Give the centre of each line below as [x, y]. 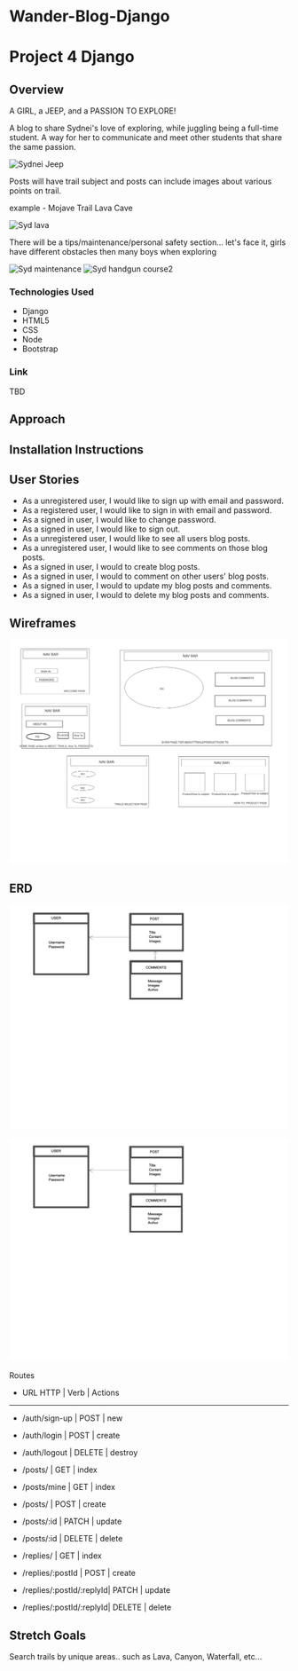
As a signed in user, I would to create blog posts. [111, 567]
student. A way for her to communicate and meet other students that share [145, 138]
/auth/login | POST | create [71, 1436]
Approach [37, 419]
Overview [37, 89]
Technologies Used [52, 292]
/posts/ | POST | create [64, 1504]
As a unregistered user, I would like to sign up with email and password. [153, 501]
